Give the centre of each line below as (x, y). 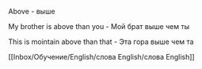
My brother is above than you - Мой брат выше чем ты (99, 26)
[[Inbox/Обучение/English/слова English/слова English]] (102, 57)
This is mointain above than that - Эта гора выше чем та (101, 42)
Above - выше (32, 11)
